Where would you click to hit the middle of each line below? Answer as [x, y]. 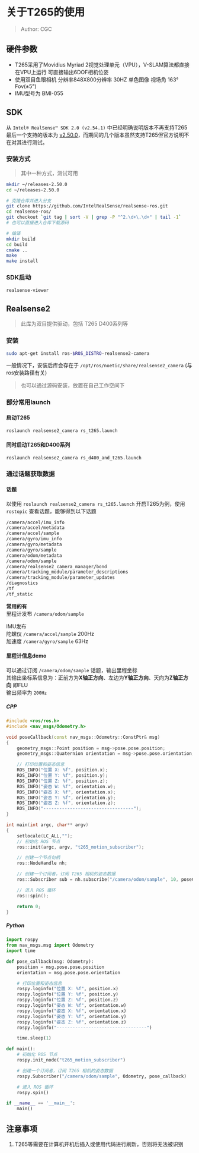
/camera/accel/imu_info [36, 522]
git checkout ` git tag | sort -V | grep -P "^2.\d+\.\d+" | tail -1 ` [94, 218]
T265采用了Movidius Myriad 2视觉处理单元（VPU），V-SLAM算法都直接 [102, 64]
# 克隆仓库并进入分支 [29, 201]
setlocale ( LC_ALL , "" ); [45, 836]
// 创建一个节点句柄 [38, 858]
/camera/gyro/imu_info [34, 539]
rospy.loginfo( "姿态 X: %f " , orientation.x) [72, 1011]
